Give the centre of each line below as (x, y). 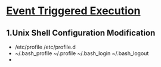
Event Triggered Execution (73, 11)
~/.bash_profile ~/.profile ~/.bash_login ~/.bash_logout (82, 53)
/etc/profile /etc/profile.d (45, 47)
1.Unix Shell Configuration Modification (81, 33)
